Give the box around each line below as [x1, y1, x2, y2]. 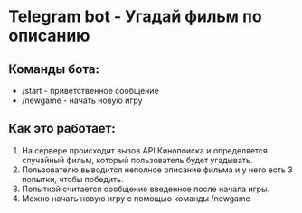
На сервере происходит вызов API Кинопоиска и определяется [21, 144, 269, 155]
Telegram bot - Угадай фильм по [8, 6, 263, 27]
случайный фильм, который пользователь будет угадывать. [21, 154, 253, 165]
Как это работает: [8, 121, 117, 136]
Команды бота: [8, 61, 100, 77]
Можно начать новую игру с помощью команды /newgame [21, 192, 250, 204]
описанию [8, 25, 90, 46]
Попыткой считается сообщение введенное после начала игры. [21, 183, 270, 194]
